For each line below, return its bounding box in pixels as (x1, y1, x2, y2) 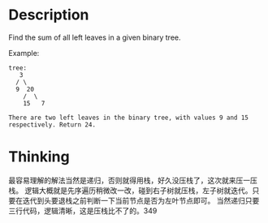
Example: (8, 48, 40, 58)
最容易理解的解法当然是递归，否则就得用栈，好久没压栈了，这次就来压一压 (8, 175, 257, 185)
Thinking (8, 148, 71, 166)
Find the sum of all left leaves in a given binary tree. (8, 32, 181, 42)
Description (8, 6, 89, 24)
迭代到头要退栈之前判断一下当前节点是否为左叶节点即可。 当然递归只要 (22, 195, 260, 205)
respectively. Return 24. (8, 120, 96, 129)
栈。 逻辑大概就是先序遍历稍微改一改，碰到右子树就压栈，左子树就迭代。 (8, 185, 253, 195)
